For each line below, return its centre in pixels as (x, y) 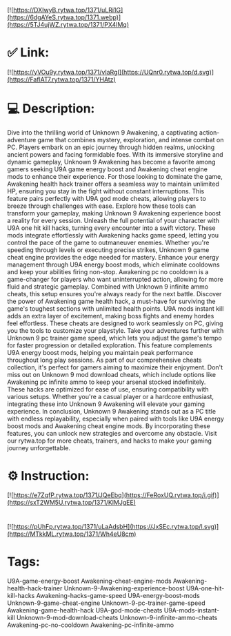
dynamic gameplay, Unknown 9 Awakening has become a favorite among (111, 162)
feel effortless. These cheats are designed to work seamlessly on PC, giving (115, 323)
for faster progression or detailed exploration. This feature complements (110, 345)
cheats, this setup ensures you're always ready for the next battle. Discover (114, 293)
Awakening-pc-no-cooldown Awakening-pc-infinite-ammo (91, 625)
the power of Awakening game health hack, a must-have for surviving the (111, 301)
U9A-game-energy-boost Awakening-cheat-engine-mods (89, 581)
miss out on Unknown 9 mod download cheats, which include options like (111, 374)
